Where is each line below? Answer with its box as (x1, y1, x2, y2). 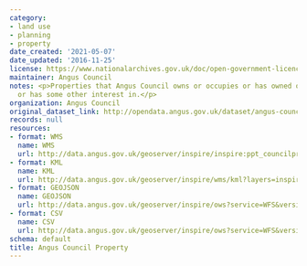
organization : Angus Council (9, 98, 121, 108)
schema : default (9, 234, 71, 243)
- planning (9, 30, 51, 39)
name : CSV (17, 217, 55, 227)
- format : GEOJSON (9, 184, 79, 193)
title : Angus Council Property (9, 243, 129, 252)
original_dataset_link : (9, 107, 101, 116)
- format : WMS (9, 133, 64, 142)
